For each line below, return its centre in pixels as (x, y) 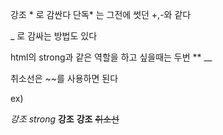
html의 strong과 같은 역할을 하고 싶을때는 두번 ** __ (111, 57)
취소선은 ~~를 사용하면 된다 (64, 78)
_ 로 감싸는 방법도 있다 (54, 36)
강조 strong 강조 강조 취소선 (65, 119)
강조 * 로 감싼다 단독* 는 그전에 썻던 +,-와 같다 (101, 14)
